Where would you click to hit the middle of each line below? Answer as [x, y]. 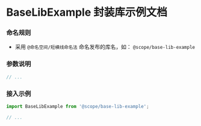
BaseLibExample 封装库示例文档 [87, 12]
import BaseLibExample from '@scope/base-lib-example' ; [78, 106]
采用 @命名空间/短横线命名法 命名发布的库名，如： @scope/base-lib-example [105, 47]
